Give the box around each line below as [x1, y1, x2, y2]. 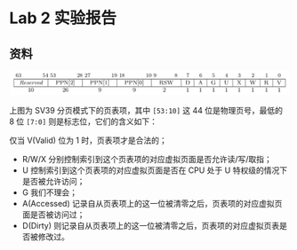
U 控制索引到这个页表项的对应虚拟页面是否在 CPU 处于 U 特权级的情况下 [21, 165, 287, 176]
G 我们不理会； [21, 187, 78, 198]
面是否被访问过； [21, 209, 85, 220]
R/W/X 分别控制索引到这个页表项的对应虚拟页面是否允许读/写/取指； [21, 153, 273, 164]
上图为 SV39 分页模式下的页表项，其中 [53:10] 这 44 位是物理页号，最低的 [9, 105, 283, 115]
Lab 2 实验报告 [9, 8, 117, 28]
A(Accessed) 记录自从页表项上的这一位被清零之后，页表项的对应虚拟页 [21, 198, 283, 208]
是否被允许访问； [21, 176, 85, 186]
